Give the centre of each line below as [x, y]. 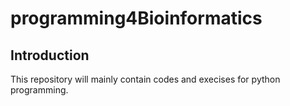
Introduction [50, 55]
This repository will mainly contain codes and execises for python [145, 79]
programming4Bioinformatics [136, 18]
